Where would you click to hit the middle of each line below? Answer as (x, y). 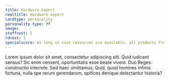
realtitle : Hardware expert (35, 15)
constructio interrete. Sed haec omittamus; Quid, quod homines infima (78, 67)
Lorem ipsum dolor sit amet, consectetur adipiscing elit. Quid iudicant (77, 57)
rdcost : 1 (16, 38)
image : (12, 29)
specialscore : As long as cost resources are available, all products (81, 43)
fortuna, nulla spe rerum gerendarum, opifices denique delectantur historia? (84, 73)
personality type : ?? (28, 24)
